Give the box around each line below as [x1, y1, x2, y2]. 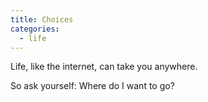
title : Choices [10, 14, 74, 25]
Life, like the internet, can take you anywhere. [10, 61, 198, 73]
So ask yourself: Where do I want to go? [10, 80, 175, 92]
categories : [10, 24, 60, 34]
